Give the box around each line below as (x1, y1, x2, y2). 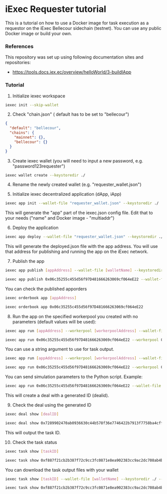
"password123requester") (12, 163, 66, 169)
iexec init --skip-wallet (5, 102, 59, 107)
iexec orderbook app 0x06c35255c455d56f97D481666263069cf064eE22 (5, 304, 143, 309)
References (5, 43, 34, 50)
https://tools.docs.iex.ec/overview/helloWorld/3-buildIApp (12, 69, 132, 75)
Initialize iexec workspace (12, 93, 66, 99)
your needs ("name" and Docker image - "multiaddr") (5, 215, 115, 221)
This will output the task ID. (5, 429, 61, 435)
